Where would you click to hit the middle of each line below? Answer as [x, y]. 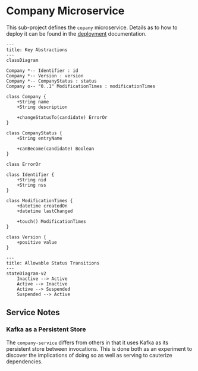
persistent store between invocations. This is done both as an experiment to [99, 348]
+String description [42, 107]
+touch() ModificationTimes [51, 221]
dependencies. [24, 361]
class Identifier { [30, 175]
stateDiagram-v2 [26, 273]
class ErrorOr [24, 164]
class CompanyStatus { [34, 133]
